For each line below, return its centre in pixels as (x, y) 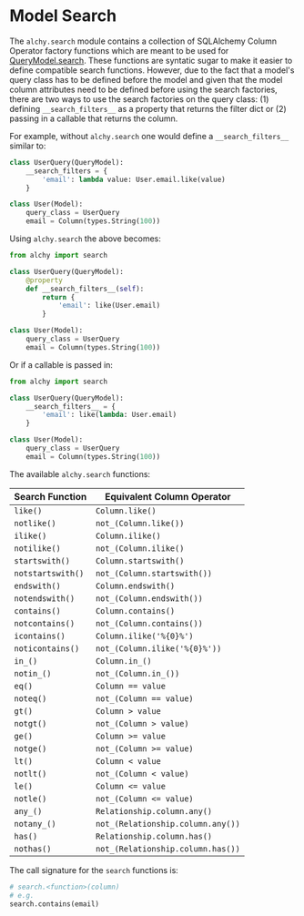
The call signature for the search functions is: (94, 870)
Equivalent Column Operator (167, 496)
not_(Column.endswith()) (149, 598)
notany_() (35, 824)
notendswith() (45, 598)
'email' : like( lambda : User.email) (110, 415)
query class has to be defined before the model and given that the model (146, 79)
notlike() (35, 523)
